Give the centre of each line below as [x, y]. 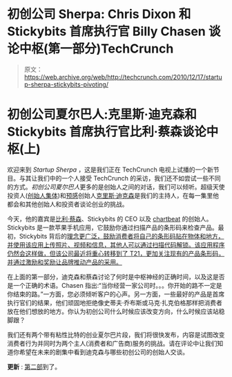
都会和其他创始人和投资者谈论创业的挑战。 [68, 204]
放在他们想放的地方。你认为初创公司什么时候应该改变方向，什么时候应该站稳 [116, 311]
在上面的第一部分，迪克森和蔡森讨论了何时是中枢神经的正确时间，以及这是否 [116, 277]
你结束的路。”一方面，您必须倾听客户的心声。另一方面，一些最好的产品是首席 [116, 294]
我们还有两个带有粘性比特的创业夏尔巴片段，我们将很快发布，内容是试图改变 [116, 334]
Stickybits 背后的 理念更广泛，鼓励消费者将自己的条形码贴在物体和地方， [122, 236]
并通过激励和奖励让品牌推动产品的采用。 [65, 262]
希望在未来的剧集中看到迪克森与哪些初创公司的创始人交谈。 [104, 352]
